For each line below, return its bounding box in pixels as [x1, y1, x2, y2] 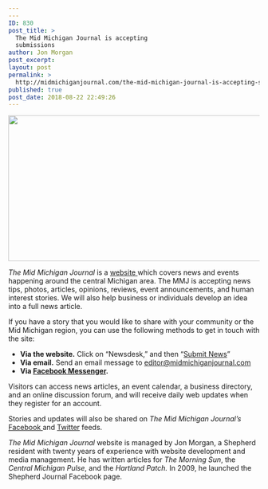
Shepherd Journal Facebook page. [8, 471, 122, 482]
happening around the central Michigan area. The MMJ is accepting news [8, 276, 251, 286]
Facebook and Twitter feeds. [8, 423, 103, 432]
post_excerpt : [8, 57, 56, 65]
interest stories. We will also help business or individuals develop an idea [8, 293, 248, 303]
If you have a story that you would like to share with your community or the [8, 317, 254, 327]
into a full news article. [8, 302, 83, 311]
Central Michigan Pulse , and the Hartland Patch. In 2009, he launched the [8, 464, 252, 473]
